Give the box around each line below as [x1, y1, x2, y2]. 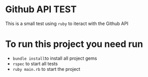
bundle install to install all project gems [12, 55, 98, 61]
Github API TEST [5, 4, 77, 15]
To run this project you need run [5, 38, 143, 50]
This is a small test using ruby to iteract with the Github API [5, 20, 129, 27]
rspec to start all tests [12, 60, 58, 67]
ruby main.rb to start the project [12, 66, 80, 72]
